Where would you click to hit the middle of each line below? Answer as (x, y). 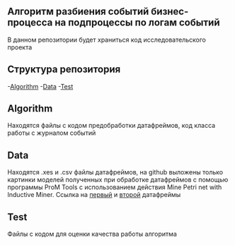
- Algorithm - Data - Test (40, 86)
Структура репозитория (64, 70)
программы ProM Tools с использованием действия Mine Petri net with (115, 187)
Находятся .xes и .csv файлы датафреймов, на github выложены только (115, 172)
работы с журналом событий (52, 133)
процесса (30, 23)
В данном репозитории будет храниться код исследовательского (107, 40)
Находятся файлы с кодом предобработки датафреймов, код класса (111, 126)
